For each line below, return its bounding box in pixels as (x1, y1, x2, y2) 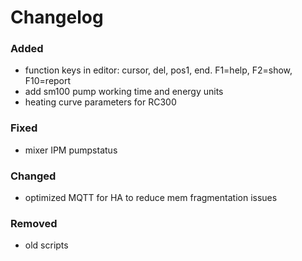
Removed (10, 217, 58, 230)
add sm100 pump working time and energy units (24, 86, 224, 98)
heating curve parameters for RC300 (24, 96, 177, 108)
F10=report (24, 75, 72, 87)
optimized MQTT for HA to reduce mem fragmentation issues (24, 192, 278, 204)
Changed (10, 169, 57, 183)
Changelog (10, 6, 104, 29)
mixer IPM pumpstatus (24, 144, 118, 156)
